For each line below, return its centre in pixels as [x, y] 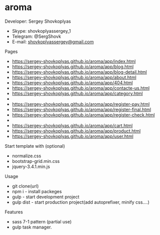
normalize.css [26, 156]
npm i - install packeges [37, 191]
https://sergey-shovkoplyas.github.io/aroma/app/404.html [72, 83]
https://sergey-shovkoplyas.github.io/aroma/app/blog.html [73, 67]
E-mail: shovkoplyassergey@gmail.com [53, 41]
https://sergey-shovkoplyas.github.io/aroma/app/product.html [76, 131]
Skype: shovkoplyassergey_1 [42, 31]
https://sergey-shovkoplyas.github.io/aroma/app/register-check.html [83, 114]
